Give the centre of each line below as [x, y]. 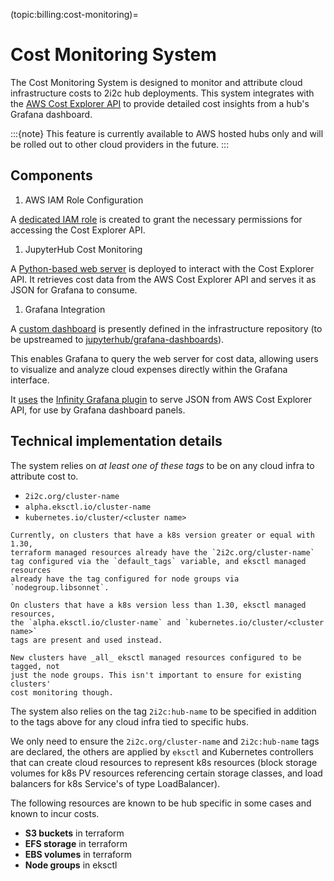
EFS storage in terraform [76, 843]
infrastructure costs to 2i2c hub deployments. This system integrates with [162, 93]
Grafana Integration [65, 309]
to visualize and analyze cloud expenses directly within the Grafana [149, 369]
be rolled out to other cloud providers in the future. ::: [120, 144]
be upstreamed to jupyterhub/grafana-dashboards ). [117, 339]
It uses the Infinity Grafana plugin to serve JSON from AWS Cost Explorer [161, 399]
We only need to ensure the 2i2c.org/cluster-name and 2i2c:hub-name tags [165, 741]
